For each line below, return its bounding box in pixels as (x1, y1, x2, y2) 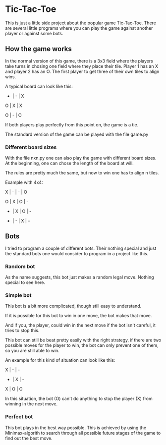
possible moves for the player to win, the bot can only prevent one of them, (5, 342, 159, 348)
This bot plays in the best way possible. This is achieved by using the (5, 425, 147, 431)
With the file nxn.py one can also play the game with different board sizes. (5, 155, 157, 161)
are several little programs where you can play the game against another (5, 25, 153, 31)
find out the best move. (5, 435, 53, 441)
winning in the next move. (5, 401, 58, 407)
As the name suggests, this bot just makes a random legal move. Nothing (5, 274, 155, 280)
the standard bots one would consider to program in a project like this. (5, 250, 149, 256)
